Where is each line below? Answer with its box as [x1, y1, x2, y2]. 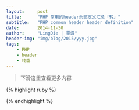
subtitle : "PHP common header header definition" [6, 19, 134, 25]
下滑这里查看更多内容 [20, 74, 72, 81]
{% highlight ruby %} [6, 86, 56, 93]
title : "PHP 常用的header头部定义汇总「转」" [6, 14, 121, 20]
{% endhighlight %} [6, 97, 54, 104]
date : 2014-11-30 [6, 25, 64, 31]
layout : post [6, 8, 48, 15]
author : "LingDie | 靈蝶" [6, 30, 77, 36]
